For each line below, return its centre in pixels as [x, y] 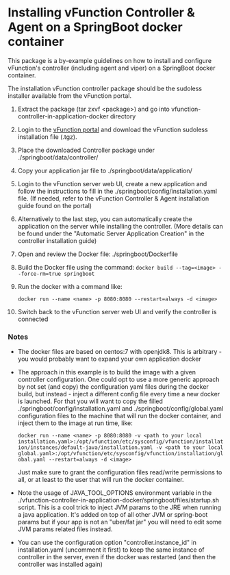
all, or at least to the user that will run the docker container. [101, 480]
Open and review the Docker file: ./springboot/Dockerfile [98, 254]
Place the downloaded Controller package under [86, 150]
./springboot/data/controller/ [58, 157]
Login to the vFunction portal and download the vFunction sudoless [113, 129]
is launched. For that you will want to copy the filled [90, 401]
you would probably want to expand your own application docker [109, 359]
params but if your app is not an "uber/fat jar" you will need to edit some [119, 522]
